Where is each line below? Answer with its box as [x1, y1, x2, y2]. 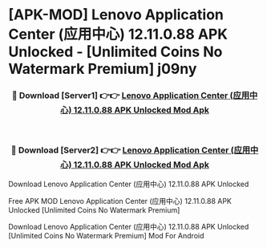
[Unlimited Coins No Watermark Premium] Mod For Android [8, 230, 204, 240]
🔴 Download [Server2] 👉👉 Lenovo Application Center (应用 [10, 144, 251, 156]
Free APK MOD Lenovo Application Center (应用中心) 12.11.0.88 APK [8, 196, 233, 205]
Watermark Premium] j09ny [8, 60, 197, 78]
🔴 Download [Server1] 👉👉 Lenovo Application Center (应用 [11, 90, 250, 101]
